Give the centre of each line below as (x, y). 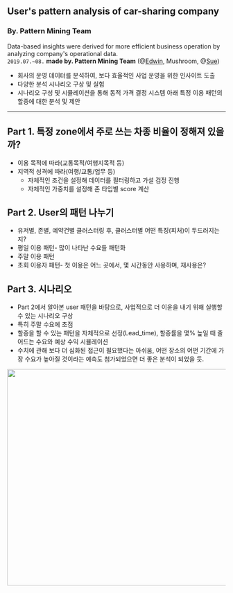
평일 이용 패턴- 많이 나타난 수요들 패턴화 (71, 248)
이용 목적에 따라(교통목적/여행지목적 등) (71, 163)
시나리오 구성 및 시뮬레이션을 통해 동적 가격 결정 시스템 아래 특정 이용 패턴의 (120, 92)
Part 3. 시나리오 (40, 289)
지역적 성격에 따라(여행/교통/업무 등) (66, 171)
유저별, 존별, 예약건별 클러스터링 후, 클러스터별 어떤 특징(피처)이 (104, 231)
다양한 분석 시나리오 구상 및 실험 (61, 84)
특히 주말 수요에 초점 (45, 324)
